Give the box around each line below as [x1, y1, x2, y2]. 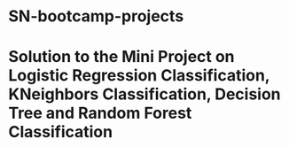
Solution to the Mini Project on [8, 47, 236, 67]
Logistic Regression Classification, [8, 66, 270, 86]
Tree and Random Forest [8, 104, 192, 123]
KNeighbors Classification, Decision [8, 84, 281, 104]
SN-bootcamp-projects [8, 6, 184, 27]
